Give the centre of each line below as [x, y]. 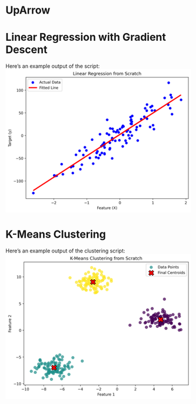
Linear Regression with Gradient [86, 37]
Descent [26, 50]
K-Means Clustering [56, 234]
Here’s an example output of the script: [53, 66]
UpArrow [28, 10]
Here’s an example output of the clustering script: [65, 251]
